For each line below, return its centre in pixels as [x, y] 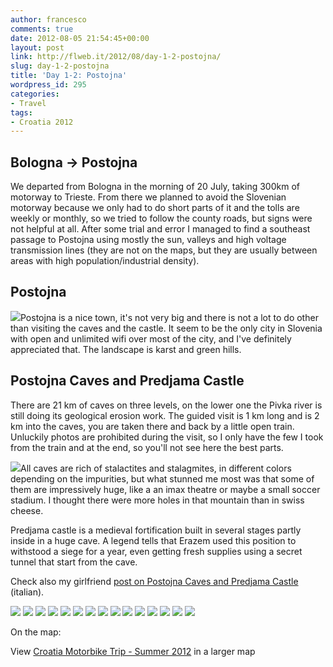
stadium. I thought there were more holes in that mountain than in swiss [157, 500]
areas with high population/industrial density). [105, 261]
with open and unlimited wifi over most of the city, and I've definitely [151, 338]
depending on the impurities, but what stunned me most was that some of [162, 478]
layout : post [37, 47]
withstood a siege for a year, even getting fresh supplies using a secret [156, 551]
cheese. [27, 510]
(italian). [27, 592]
